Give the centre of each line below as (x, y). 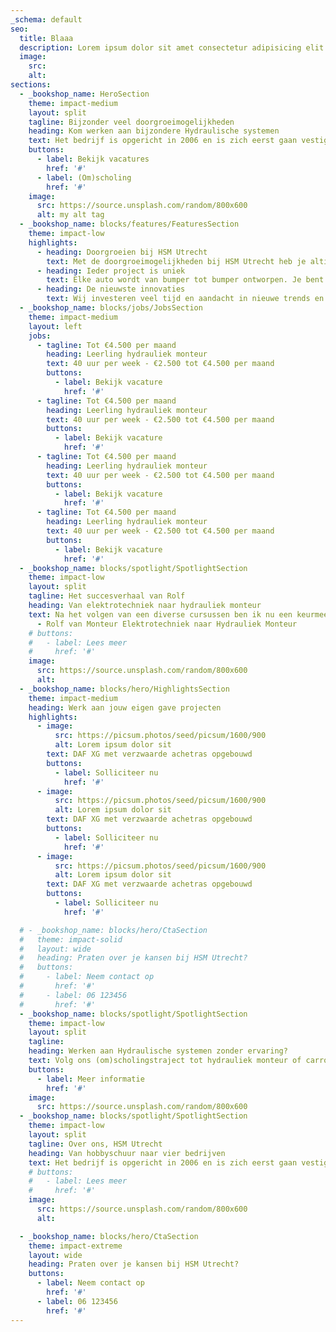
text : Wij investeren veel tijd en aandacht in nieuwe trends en (185, 299)
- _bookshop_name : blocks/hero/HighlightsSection (124, 689)
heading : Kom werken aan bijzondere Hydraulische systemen (154, 131)
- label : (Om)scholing (84, 177)
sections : (31, 85)
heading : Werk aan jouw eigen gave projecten (125, 707)
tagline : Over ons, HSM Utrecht (95, 1144)
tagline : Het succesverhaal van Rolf (107, 596)
